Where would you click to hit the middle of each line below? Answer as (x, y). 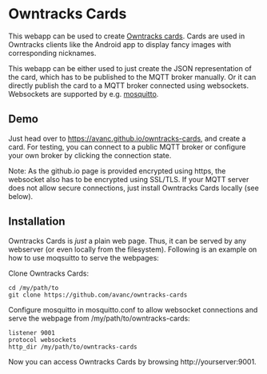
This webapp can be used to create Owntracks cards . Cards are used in (127, 36)
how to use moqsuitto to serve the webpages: (84, 257)
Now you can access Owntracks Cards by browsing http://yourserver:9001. (133, 361)
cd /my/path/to (34, 288)
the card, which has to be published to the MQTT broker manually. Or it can (132, 77)
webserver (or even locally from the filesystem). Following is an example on (133, 249)
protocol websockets (43, 340)
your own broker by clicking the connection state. (90, 155)
